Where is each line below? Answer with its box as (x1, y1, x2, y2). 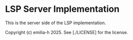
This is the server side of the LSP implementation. (5, 20, 106, 26)
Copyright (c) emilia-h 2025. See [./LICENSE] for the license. (5, 29, 128, 35)
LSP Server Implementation (5, 3, 120, 15)
